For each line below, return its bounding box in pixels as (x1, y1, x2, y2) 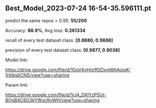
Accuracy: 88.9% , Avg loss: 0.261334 (5, 27, 86, 33)
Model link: (5, 57, 28, 63)
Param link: (5, 82, 29, 88)
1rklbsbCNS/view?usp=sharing (5, 72, 70, 78)
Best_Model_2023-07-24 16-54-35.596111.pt (5, 4, 151, 13)
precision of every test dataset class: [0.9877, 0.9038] (5, 47, 120, 53)
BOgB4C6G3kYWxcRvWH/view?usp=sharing (5, 97, 100, 103)
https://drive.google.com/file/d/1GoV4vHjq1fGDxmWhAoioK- (5, 66, 131, 73)
